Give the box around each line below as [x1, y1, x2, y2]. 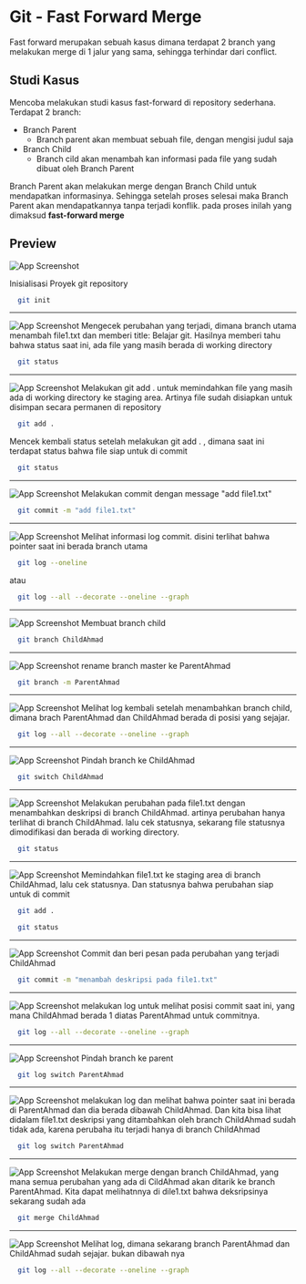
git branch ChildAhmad [17, 635, 104, 644]
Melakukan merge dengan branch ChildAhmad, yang [80, 1166, 280, 1177]
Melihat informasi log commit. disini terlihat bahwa [80, 530, 270, 541]
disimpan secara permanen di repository [9, 402, 162, 413]
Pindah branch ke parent [80, 1053, 174, 1063]
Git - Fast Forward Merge [9, 6, 202, 27]
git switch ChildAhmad [17, 773, 104, 782]
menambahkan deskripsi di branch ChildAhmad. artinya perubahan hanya [9, 807, 285, 818]
